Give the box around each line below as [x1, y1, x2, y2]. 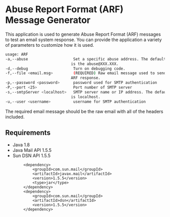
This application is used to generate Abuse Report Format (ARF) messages [5, 31, 161, 37]
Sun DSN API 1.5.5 [12, 152, 51, 159]
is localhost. [70, 94, 101, 100]
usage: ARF [5, 52, 28, 57]
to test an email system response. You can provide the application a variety [5, 37, 162, 43]
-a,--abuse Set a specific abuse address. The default [5, 56, 166, 61]
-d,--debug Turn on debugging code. [5, 66, 125, 71]
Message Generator [5, 14, 91, 26]
